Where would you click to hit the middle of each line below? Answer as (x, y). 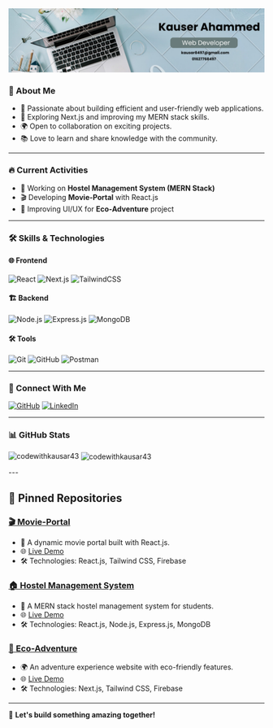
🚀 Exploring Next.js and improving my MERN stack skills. (115, 117)
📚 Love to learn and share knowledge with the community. (119, 138)
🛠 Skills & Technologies (56, 238)
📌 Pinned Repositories (65, 498)
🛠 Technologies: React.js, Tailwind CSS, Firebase (103, 561)
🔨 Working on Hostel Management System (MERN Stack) (117, 188)
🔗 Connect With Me (48, 388)
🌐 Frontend (28, 260)
